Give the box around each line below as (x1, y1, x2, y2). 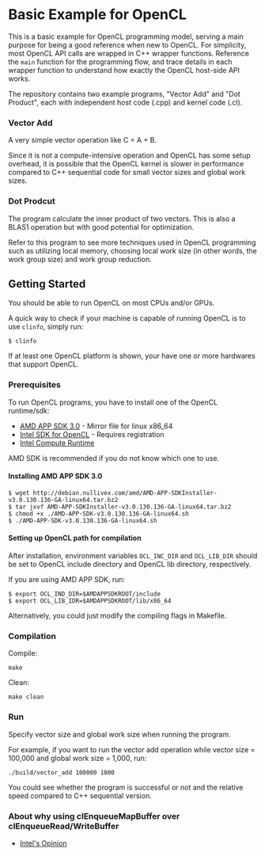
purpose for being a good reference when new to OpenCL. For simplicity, (8, 40, 247, 49)
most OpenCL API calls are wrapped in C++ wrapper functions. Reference (8, 48, 249, 58)
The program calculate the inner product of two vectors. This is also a (8, 214, 236, 223)
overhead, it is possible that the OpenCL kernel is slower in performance (8, 159, 244, 169)
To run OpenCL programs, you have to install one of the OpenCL (8, 398, 218, 407)
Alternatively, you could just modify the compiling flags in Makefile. (8, 611, 227, 621)
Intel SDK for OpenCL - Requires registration (19, 429, 165, 439)
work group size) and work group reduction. (8, 254, 152, 264)
